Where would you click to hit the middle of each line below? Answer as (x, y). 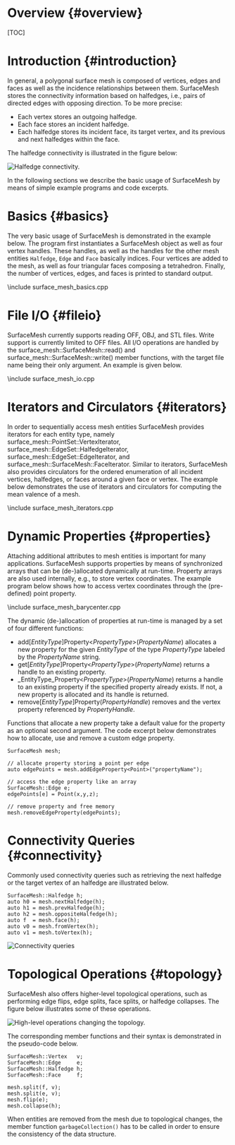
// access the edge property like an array (72, 782)
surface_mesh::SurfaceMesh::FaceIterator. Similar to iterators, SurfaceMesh (118, 464)
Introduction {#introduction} (92, 61)
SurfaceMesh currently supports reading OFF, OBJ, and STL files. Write (111, 335)
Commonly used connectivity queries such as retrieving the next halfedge (114, 875)
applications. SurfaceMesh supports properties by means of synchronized (115, 563)
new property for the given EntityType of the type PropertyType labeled (121, 649)
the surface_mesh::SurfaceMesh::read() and (71, 350)
